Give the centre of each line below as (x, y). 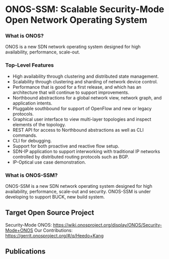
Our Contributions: (53, 230)
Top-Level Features (30, 65)
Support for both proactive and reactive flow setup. (66, 146)
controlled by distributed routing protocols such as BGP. (71, 157)
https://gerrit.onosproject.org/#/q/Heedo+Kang (54, 235)
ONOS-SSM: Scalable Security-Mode (85, 9)
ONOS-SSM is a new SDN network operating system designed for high (79, 186)
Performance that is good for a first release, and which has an (77, 87)
